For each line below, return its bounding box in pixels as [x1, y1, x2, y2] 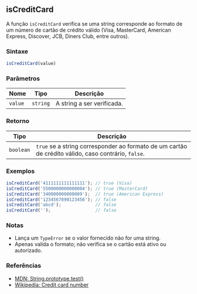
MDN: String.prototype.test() [14, 275, 84, 282]
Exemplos [6, 167, 35, 175]
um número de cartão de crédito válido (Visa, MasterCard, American [6, 26, 171, 33]
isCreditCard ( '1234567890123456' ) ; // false [6, 196, 117, 203]
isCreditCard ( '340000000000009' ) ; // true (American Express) [6, 191, 164, 197]
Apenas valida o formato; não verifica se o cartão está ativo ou [14, 241, 167, 248]
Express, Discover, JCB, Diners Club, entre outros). [6, 32, 130, 40]
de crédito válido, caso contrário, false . [36, 149, 145, 158]
